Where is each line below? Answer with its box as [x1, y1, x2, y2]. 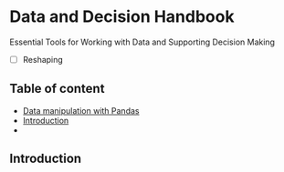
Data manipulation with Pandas [22, 105, 140, 116]
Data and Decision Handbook [9, 6, 235, 27]
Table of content [9, 81, 105, 96]
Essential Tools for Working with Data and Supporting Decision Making [9, 36, 276, 47]
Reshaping [22, 54, 64, 65]
